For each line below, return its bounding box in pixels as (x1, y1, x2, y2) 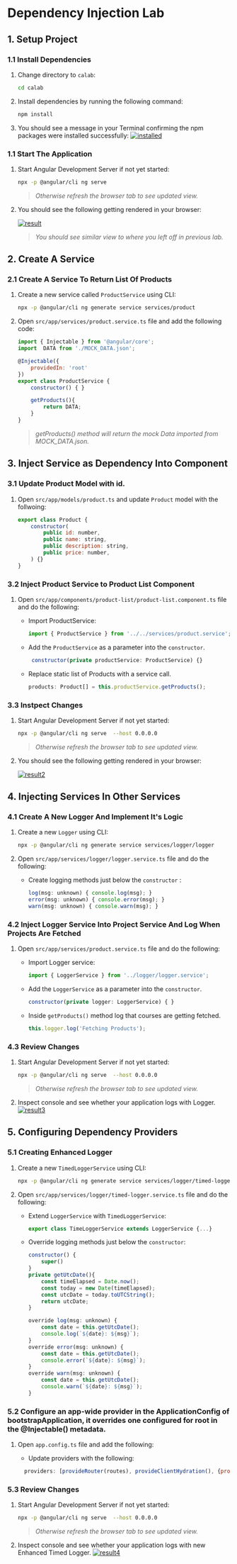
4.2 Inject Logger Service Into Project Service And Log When (7, 920, 221, 929)
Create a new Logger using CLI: (17, 828, 108, 837)
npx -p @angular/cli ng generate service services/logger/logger (17, 842, 214, 849)
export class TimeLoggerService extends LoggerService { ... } (28, 1225, 212, 1232)
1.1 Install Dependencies (7, 55, 92, 65)
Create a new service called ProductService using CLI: (17, 291, 176, 299)
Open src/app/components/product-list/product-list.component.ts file (17, 595, 227, 603)
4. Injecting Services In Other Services (7, 791, 181, 803)
